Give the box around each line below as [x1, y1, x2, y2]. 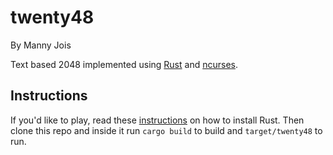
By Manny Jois [10, 39, 72, 51]
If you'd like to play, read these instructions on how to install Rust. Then [10, 114, 305, 126]
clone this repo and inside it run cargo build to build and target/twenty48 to [10, 124, 323, 136]
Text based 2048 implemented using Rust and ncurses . [10, 58, 238, 70]
